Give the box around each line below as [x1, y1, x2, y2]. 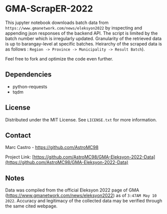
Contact [5, 131, 31, 139]
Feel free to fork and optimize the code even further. [5, 55, 114, 61]
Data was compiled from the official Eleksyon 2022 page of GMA [5, 187, 139, 193]
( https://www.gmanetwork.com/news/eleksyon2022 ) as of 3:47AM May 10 [5, 192, 157, 198]
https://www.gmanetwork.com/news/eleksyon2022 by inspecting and [5, 24, 142, 30]
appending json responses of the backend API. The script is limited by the [5, 30, 158, 36]
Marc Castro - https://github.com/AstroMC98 [5, 144, 99, 150]
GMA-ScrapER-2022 [5, 3, 93, 14]
